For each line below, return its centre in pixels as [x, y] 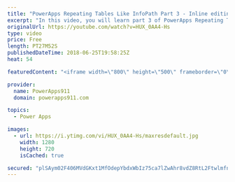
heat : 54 [20, 59]
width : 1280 [37, 142]
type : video [24, 33]
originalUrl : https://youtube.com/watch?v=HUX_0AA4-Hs [89, 27]
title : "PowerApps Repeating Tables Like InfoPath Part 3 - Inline [108, 14]
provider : [22, 85]
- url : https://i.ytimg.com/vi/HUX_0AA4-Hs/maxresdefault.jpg [106, 136]
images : [19, 129]
